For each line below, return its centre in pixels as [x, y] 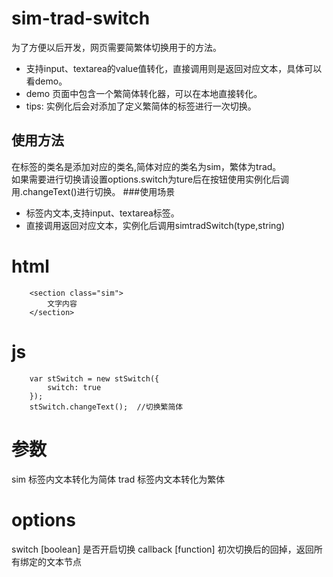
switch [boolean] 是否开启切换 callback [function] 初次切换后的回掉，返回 [162, 549]
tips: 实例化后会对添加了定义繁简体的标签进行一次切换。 [141, 106]
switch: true [74, 387]
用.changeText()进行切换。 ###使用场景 [93, 191]
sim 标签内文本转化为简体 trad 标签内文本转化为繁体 [118, 479]
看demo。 [46, 81]
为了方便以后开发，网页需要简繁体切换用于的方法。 [116, 47]
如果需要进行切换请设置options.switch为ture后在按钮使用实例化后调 [150, 179]
